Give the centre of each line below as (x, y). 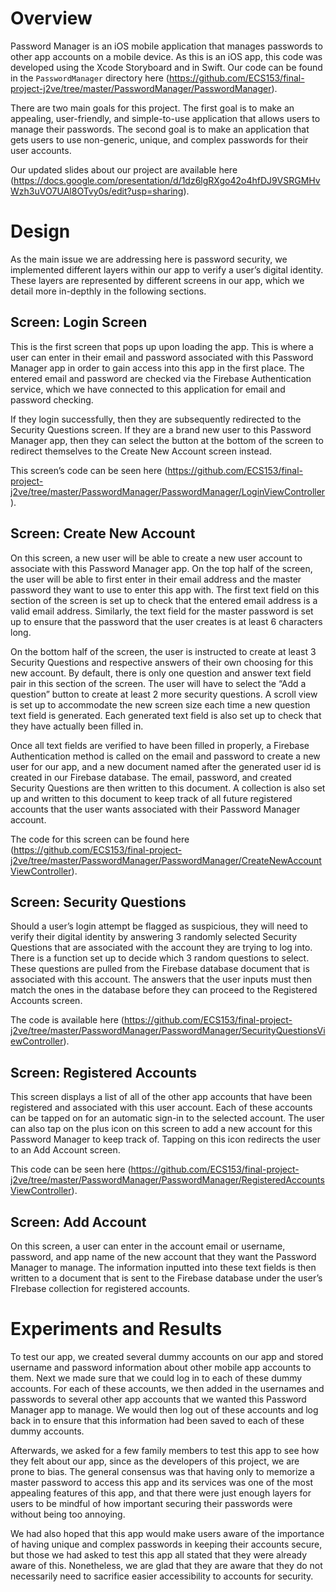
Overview (51, 18)
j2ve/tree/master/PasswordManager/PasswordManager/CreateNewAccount (166, 860)
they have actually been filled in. (77, 726)
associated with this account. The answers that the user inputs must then (161, 979)
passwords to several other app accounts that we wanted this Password (158, 1399)
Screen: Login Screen (79, 322)
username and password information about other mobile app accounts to (161, 1367)
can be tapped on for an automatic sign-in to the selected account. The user (167, 1118)
